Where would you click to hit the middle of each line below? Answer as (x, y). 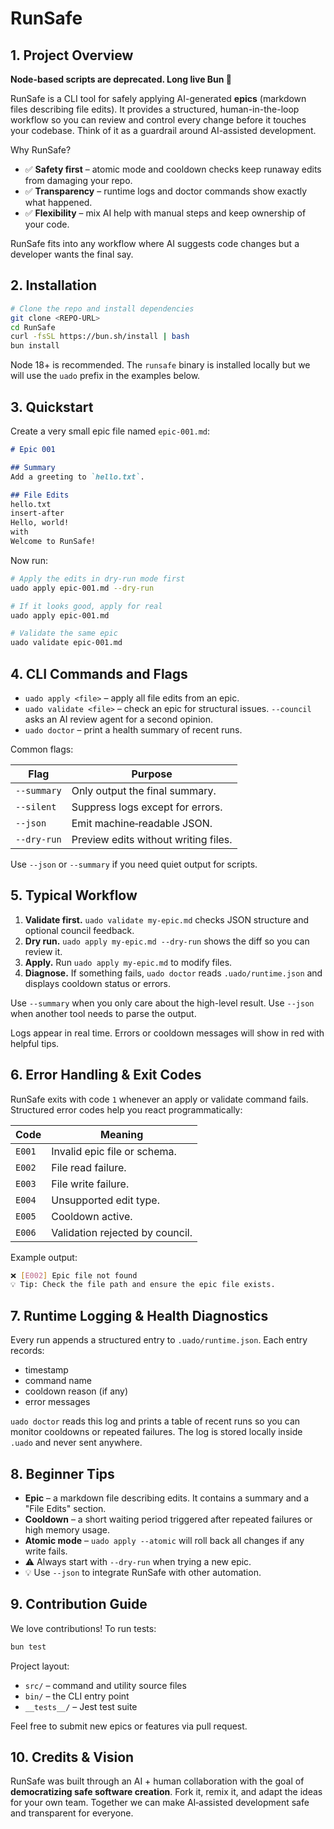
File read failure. (89, 1167)
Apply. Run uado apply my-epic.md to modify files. (128, 962)
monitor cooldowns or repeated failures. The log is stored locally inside (156, 1432)
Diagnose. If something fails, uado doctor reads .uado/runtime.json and (173, 973)
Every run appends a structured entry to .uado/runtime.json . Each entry (159, 1340)
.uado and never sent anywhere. (76, 1443)
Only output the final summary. (144, 790)
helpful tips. (35, 1043)
